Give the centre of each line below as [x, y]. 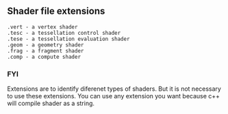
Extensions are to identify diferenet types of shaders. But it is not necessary [114, 89]
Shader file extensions [56, 11]
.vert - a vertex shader [42, 27]
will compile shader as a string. [51, 103]
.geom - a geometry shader [46, 45]
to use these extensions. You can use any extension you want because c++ [114, 96]
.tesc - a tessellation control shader [64, 33]
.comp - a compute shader [44, 57]
